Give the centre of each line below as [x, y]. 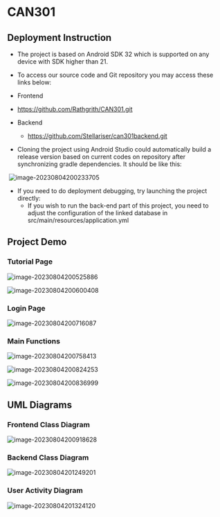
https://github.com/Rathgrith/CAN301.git [75, 109]
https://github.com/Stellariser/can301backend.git [97, 136]
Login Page [27, 308]
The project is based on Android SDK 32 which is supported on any [113, 54]
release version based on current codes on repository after [101, 157]
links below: [34, 82]
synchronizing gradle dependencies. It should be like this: [99, 164]
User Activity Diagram [45, 491]
